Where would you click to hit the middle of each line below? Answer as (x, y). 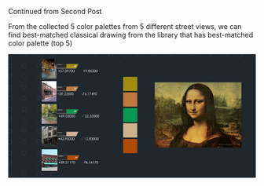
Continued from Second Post (55, 11)
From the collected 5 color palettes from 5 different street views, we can (125, 26)
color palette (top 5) (40, 43)
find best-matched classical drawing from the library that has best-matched (131, 35)
